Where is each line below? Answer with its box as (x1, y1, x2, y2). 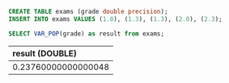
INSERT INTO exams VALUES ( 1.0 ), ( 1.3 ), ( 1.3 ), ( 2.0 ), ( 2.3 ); (8, 15, 223, 23)
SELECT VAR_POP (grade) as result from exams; (8, 29, 164, 38)
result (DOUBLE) (12, 48, 77, 59)
